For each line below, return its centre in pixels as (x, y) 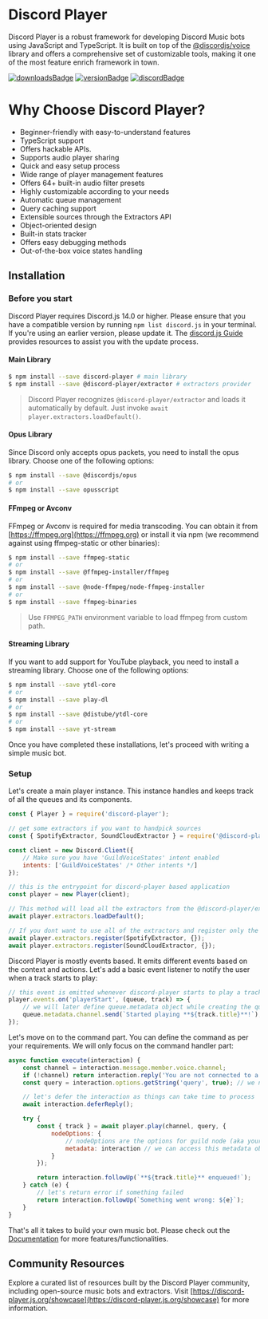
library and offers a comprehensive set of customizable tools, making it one (132, 53)
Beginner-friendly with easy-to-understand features (105, 132)
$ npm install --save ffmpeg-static (69, 557)
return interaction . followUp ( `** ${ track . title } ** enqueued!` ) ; (144, 1178)
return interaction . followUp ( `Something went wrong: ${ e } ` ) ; (141, 1200)
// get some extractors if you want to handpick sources (105, 829)
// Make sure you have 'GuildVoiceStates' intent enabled (121, 858)
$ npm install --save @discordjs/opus (73, 475)
